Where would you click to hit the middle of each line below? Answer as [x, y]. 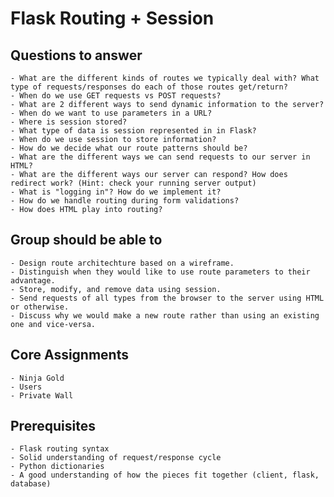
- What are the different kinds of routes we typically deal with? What [165, 78]
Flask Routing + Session [112, 18]
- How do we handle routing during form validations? [125, 201]
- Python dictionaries [57, 467]
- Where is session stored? [69, 122]
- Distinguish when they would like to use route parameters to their [160, 272]
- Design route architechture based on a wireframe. [122, 263]
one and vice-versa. [53, 324]
